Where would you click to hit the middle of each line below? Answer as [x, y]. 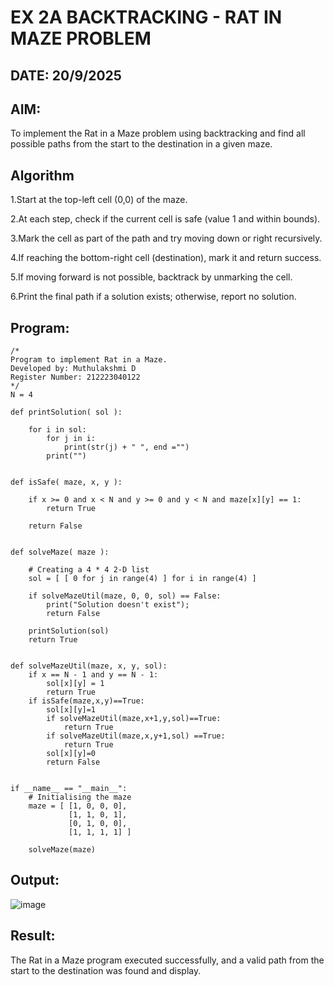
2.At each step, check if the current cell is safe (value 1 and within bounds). [165, 219]
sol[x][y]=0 [71, 754]
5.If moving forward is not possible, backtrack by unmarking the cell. [151, 277]
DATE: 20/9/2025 [66, 75]
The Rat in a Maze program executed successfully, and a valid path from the [167, 960]
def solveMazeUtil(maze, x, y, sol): [89, 666]
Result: [33, 936]
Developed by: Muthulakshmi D [73, 369]
